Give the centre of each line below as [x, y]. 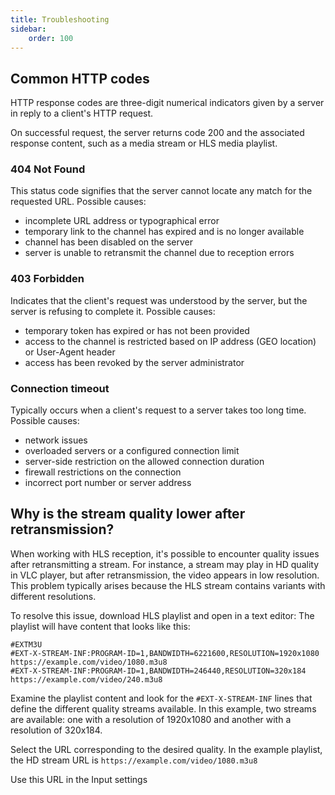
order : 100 [51, 38]
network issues [56, 440]
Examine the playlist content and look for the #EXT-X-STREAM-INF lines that [161, 698]
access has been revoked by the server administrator [134, 362]
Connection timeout [60, 388]
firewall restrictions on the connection [103, 472]
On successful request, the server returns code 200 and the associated [157, 133]
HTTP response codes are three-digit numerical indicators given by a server [167, 103]
